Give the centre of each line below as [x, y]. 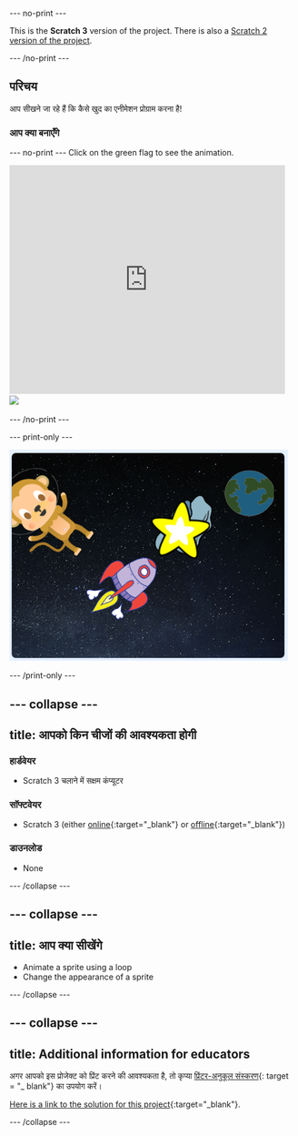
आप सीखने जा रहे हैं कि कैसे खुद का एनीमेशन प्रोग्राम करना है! [96, 108]
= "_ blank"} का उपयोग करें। [56, 1086]
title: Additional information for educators [130, 1054]
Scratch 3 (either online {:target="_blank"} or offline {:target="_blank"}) [154, 825]
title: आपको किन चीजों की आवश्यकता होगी [103, 735]
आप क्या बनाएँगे [35, 133]
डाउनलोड [26, 848]
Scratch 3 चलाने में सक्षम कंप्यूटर [73, 781]
